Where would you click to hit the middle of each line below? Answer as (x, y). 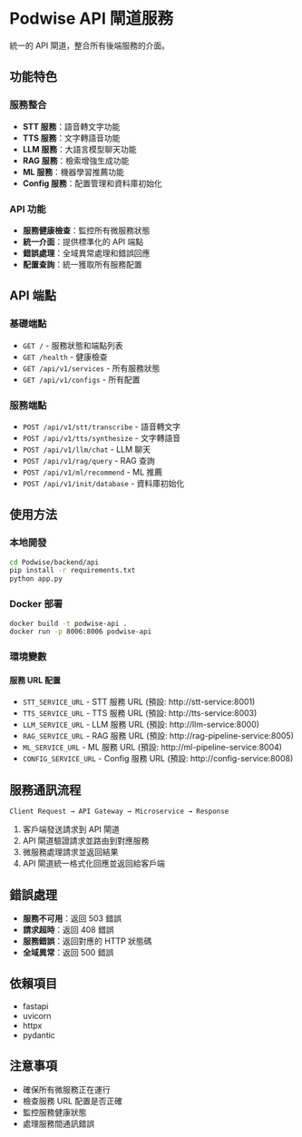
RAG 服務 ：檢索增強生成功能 (76, 161)
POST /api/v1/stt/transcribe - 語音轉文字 (102, 426)
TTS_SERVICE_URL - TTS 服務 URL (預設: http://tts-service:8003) (140, 713)
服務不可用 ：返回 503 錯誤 (72, 918)
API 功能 (28, 209)
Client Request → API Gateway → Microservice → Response (119, 812)
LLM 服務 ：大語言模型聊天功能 (79, 149)
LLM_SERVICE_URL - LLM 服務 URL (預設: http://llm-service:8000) (141, 725)
